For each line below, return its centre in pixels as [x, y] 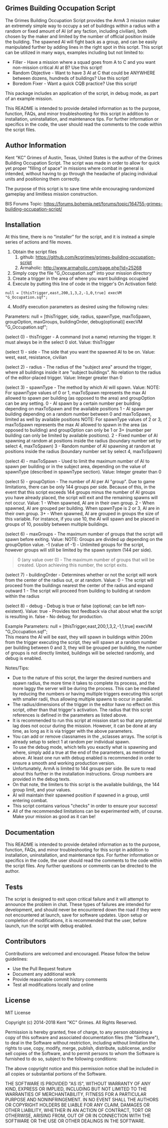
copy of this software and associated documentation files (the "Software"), [82, 1037]
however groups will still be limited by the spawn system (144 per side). [79, 550]
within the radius [22, 596]
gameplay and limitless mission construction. [51, 194]
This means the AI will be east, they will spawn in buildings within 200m [79, 637]
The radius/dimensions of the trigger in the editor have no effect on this [86, 705]
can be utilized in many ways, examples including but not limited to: [75, 52]
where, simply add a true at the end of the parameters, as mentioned [83, 752]
